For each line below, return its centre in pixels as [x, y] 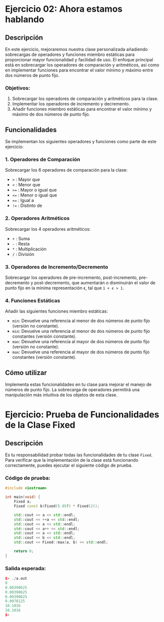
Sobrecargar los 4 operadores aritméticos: [48, 229]
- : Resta [21, 244]
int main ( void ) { [23, 497]
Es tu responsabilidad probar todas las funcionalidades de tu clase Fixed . [79, 455]
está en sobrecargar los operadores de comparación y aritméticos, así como [82, 65]
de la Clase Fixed [40, 425]
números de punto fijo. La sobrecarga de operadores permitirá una [72, 390]
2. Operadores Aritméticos [37, 218]
